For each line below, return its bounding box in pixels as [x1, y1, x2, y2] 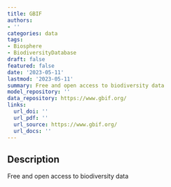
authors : [7, 17, 33, 24]
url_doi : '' [13, 108, 49, 115]
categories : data [7, 29, 58, 37]
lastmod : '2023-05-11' [7, 75, 74, 83]
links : [7, 102, 27, 109]
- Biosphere [7, 43, 42, 50]
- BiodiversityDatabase [7, 50, 77, 57]
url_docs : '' [13, 127, 52, 134]
